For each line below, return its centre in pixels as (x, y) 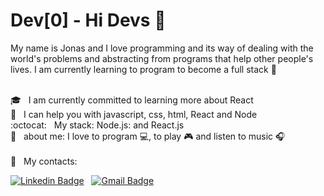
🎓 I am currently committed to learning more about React (132, 100)
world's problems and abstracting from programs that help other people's (162, 58)
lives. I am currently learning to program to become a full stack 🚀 (143, 69)
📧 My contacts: (44, 161)
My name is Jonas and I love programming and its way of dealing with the (162, 48)
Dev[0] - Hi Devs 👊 (88, 20)
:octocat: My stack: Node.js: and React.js (97, 125)
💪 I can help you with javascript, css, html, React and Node (134, 114)
